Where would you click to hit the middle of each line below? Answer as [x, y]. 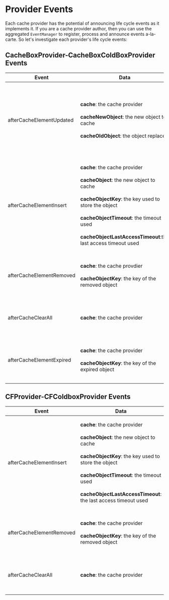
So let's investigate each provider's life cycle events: [73, 39]
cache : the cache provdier [111, 266]
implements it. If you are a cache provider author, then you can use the [78, 28]
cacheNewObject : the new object [120, 117]
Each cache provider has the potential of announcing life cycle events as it [82, 23]
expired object [97, 369]
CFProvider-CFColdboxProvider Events [68, 397]
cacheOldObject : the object [113, 136]
